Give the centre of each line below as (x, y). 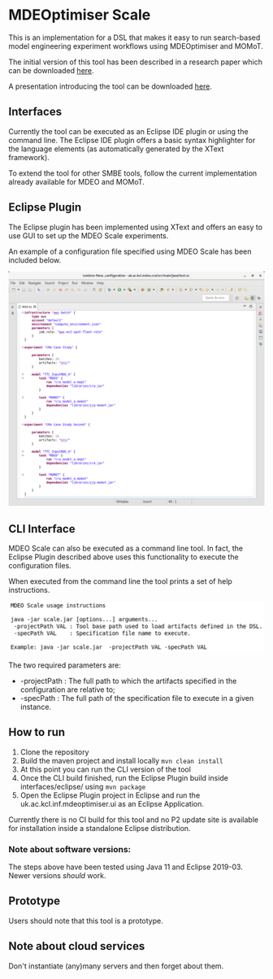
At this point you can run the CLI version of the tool (105, 769)
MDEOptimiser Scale (80, 15)
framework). (29, 157)
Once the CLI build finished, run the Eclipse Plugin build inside (124, 777)
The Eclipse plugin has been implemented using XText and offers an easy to (135, 227)
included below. (35, 260)
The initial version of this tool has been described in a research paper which (135, 62)
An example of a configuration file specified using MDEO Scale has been (130, 251)
